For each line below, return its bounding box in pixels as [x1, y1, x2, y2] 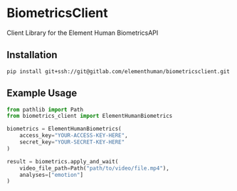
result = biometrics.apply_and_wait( [6, 158, 119, 165]
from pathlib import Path [6, 106, 83, 113]
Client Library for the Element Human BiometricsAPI [6, 28, 159, 37]
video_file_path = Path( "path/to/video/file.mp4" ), [19, 165, 170, 172]
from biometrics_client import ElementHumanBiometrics [6, 112, 173, 120]
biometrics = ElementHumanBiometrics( [6, 126, 122, 133]
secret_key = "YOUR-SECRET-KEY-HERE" [19, 138, 125, 146]
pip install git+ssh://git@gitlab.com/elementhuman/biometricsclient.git [6, 67, 231, 75]
